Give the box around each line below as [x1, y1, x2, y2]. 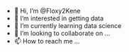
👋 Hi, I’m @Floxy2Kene [13, 7, 81, 15]
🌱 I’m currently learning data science [13, 22, 122, 30]
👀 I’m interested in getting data [13, 14, 104, 22]
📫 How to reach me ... [13, 37, 80, 45]
